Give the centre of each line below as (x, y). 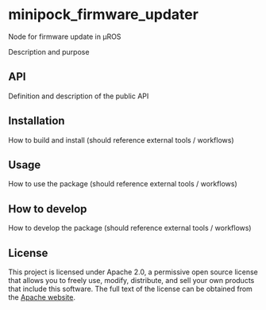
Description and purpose (49, 52)
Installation (37, 121)
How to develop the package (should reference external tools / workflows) (130, 228)
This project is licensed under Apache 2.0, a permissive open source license (133, 272)
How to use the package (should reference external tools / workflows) (123, 184)
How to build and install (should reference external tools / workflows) (121, 140)
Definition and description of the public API (79, 96)
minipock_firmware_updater (103, 15)
